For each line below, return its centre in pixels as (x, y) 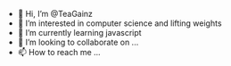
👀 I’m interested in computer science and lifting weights (120, 23)
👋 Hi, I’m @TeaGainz (55, 14)
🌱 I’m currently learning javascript (79, 33)
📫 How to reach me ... (59, 52)
